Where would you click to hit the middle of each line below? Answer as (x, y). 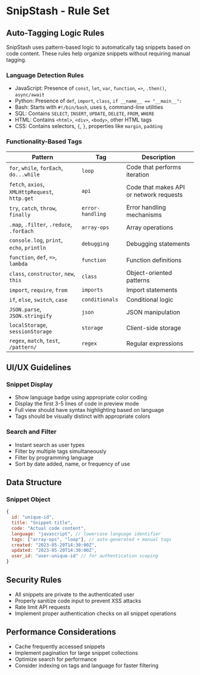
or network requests (154, 195)
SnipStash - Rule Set (58, 11)
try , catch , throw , (33, 208)
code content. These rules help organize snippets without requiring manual (98, 54)
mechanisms (144, 214)
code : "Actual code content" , (49, 528)
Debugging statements (158, 243)
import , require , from (38, 290)
